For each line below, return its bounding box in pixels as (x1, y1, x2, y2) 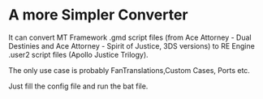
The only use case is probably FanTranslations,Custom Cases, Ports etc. (8, 65, 250, 75)
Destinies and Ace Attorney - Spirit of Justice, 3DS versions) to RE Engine (8, 41, 256, 50)
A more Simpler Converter (8, 6, 188, 24)
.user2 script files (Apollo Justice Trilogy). (8, 49, 149, 59)
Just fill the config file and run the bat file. (8, 81, 149, 91)
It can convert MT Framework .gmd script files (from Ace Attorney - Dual (8, 32, 252, 42)
